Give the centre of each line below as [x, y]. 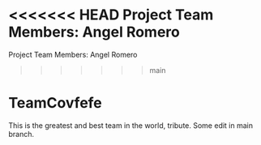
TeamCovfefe [56, 103]
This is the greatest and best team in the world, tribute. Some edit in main [131, 125]
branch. [21, 134]
